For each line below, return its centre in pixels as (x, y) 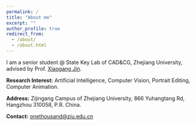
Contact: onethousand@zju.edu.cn (50, 116)
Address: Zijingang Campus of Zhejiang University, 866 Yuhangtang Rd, (95, 98)
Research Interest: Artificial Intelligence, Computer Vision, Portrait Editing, (98, 80)
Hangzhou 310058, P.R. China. (44, 104)
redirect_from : (25, 34)
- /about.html (29, 46)
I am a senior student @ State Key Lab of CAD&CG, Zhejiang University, (94, 62)
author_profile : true (33, 28)
